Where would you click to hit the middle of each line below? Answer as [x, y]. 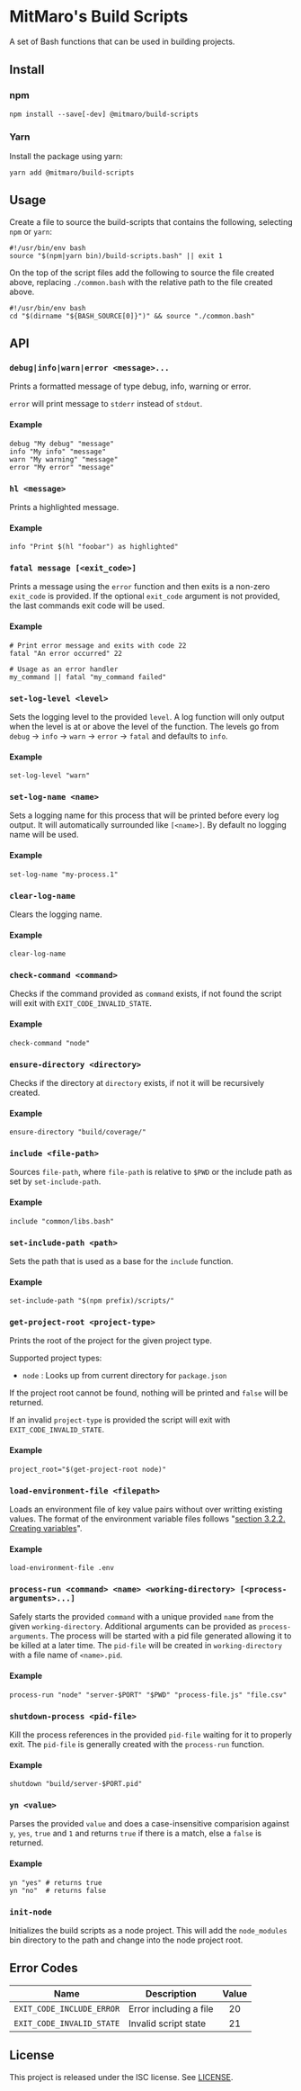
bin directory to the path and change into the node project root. [126, 1940]
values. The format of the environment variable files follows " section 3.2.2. [147, 1519]
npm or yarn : [31, 231]
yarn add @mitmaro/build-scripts [72, 173]
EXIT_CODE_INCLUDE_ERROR [67, 2009]
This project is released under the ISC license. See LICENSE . [121, 2077]
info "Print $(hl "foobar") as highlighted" [94, 547]
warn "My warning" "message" [64, 459]
